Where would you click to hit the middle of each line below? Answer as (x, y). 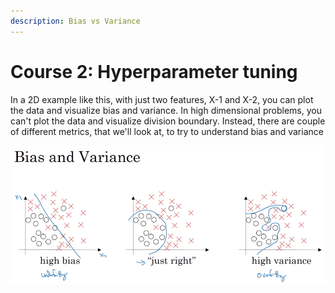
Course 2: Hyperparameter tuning (154, 71)
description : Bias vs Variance (75, 21)
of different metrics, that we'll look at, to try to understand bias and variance (167, 131)
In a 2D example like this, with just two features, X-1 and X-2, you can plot (162, 99)
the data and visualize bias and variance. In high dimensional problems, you (166, 110)
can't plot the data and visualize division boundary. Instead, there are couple (168, 121)
